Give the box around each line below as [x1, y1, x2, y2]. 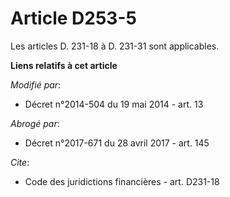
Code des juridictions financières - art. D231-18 [24, 175, 220, 187]
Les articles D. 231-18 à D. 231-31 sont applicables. [10, 40, 220, 52]
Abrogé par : [10, 117, 60, 129]
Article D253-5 [10, 7, 137, 30]
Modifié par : [10, 78, 62, 91]
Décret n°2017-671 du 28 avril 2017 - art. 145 [24, 137, 210, 149]
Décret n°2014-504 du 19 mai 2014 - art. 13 [24, 98, 204, 110]
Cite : [10, 156, 30, 168]
